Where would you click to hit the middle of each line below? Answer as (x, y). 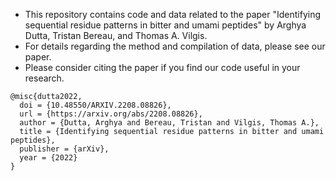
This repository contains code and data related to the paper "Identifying (173, 14)
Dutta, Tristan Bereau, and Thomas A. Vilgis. (116, 35)
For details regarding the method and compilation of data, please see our (175, 46)
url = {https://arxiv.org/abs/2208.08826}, (111, 114)
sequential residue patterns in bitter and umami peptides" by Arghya (165, 25)
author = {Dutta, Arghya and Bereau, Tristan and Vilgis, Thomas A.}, (169, 123)
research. (44, 78)
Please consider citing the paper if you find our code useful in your (162, 67)
